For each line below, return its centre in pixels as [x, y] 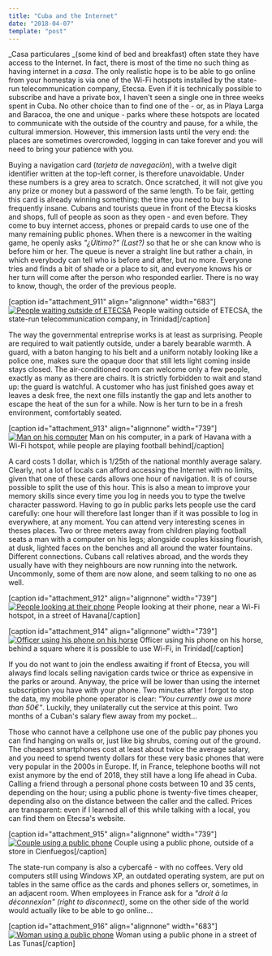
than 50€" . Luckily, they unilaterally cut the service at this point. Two [123, 708]
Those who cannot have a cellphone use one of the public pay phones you [133, 732]
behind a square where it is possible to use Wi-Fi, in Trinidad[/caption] [126, 648]
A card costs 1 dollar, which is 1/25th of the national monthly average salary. [135, 461]
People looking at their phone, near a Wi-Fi [188, 607]
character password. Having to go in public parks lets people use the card [132, 504]
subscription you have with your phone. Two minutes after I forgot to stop [131, 690]
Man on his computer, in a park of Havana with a [170, 437]
